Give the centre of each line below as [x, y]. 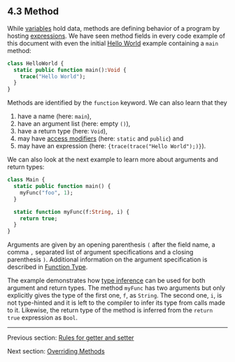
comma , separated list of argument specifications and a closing [100, 252]
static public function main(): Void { [70, 70]
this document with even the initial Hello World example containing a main [113, 43]
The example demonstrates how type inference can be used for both [106, 281]
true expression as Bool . [43, 318]
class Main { [26, 180]
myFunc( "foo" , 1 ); [47, 193]
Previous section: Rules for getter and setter [71, 338]
